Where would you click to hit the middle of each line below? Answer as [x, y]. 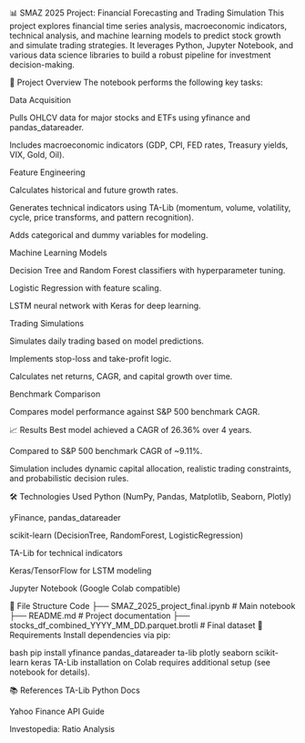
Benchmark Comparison [55, 394]
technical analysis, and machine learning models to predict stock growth [145, 36]
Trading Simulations [47, 323]
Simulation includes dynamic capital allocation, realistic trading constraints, [150, 469]
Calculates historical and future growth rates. [94, 190]
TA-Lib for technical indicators [66, 553]
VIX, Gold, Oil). [37, 155]
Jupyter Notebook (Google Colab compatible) [95, 588]
